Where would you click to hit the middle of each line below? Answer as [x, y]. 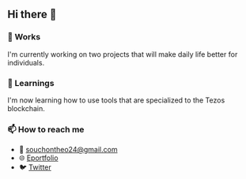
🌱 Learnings [31, 83]
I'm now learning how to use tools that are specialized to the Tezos [116, 100]
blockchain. [26, 108]
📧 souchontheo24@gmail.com [68, 150]
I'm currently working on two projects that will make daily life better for [123, 54]
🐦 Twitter [35, 167]
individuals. [26, 62]
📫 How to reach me [46, 129]
